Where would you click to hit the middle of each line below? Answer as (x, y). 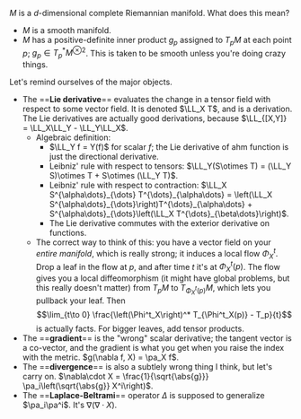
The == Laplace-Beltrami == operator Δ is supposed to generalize (143, 396)
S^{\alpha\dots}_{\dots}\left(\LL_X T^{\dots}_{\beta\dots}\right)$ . (169, 214)
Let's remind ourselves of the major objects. (91, 82)
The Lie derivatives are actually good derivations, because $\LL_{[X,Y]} (155, 118)
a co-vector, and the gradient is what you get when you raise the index (153, 348)
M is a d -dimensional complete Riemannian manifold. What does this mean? (150, 13)
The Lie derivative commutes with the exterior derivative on (159, 223)
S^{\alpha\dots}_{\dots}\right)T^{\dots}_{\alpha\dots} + (151, 205)
